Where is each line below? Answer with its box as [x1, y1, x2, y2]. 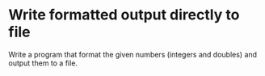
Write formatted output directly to [8, 6, 240, 24]
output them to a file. [8, 58, 78, 68]
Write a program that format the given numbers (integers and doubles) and [8, 49, 257, 59]
